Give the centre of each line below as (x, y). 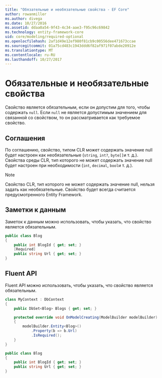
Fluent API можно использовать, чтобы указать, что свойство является (79, 285)
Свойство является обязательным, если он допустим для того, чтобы (78, 107)
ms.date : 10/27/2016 (26, 23)
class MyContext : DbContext (35, 299)
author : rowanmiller (26, 14)
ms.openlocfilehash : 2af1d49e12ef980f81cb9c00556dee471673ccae (71, 41)
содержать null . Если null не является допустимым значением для (76, 113)
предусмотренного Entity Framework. (44, 195)
